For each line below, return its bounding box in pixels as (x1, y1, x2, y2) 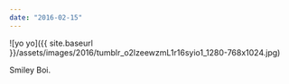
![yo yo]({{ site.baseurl (9, 38, 93, 48)
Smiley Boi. (9, 64, 51, 75)
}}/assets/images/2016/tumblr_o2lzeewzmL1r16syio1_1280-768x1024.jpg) (9, 46, 281, 58)
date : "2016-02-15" (9, 13, 83, 22)
